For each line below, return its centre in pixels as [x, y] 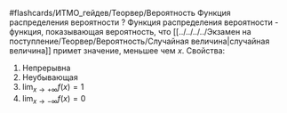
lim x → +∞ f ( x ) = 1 [53, 88]
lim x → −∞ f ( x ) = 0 [54, 99]
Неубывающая [50, 77]
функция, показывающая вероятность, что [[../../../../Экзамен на [130, 32]
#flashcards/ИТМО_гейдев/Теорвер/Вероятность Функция [120, 13]
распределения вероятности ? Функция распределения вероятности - [144, 22]
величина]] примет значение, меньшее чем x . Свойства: [117, 51]
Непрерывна [46, 68]
